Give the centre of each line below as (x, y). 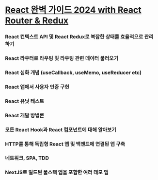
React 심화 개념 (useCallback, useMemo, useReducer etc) (73, 72)
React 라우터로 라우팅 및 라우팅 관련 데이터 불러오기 (62, 58)
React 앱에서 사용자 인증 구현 (37, 87)
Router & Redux (37, 21)
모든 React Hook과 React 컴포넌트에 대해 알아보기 (61, 129)
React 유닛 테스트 (25, 101)
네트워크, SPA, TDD (27, 158)
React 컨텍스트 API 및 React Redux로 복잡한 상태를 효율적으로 (74, 37)
